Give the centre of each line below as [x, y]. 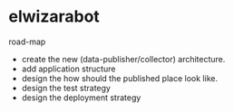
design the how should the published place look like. [120, 78]
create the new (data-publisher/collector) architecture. [123, 59]
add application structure [68, 69]
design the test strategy [66, 88]
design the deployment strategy [81, 98]
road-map [27, 42]
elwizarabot [54, 17]
